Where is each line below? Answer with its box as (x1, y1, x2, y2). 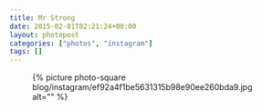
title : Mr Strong (9, 13, 76, 23)
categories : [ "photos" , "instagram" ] (9, 38, 153, 48)
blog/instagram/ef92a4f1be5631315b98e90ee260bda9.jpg (32, 82, 253, 93)
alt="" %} (32, 92, 68, 103)
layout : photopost (9, 30, 79, 39)
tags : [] (9, 47, 43, 56)
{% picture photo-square (32, 72, 126, 83)
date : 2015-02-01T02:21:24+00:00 (9, 22, 137, 31)
